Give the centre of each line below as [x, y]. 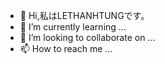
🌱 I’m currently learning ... [73, 27]
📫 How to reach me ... [66, 48]
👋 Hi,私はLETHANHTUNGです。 [84, 15]
